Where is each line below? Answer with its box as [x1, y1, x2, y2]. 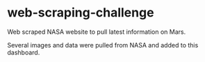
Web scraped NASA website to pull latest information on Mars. [7, 28, 186, 36]
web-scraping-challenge [7, 5, 154, 21]
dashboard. [7, 48, 40, 56]
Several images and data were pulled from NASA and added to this [7, 41, 199, 49]
